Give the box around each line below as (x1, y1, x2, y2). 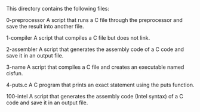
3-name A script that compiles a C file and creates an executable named (6, 63, 184, 71)
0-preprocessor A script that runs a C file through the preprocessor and (6, 17, 183, 23)
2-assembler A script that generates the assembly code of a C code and (6, 46, 184, 53)
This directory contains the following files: (6, 5, 109, 12)
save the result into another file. (6, 23, 85, 30)
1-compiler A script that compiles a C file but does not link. (6, 34, 150, 41)
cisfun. (6, 70, 23, 76)
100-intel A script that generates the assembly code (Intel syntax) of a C (6, 93, 184, 100)
